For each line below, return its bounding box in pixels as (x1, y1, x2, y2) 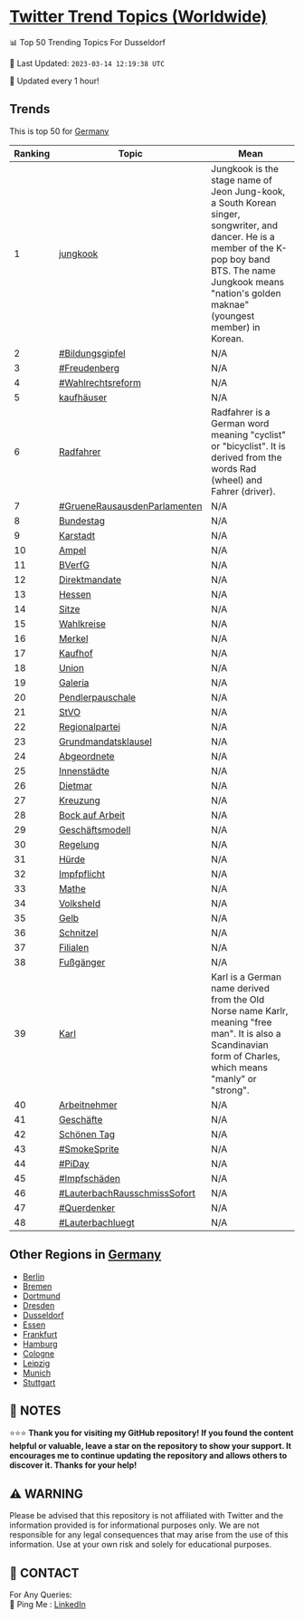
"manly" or (211, 1072, 257, 1085)
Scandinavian (211, 1039, 269, 1051)
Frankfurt (22, 1328, 58, 1339)
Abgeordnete (58, 750, 115, 762)
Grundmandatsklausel (58, 735, 152, 748)
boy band (230, 253, 271, 265)
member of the (211, 242, 274, 254)
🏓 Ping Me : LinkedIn (9, 1599, 86, 1609)
